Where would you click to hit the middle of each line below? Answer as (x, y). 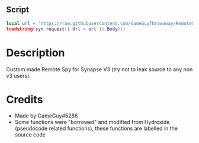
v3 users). (19, 75)
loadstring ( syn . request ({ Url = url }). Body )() (66, 29)
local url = (21, 23)
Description (36, 53)
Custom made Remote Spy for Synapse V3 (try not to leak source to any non (99, 69)
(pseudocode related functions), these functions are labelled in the (96, 128)
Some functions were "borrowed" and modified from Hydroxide (92, 122)
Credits (25, 99)
